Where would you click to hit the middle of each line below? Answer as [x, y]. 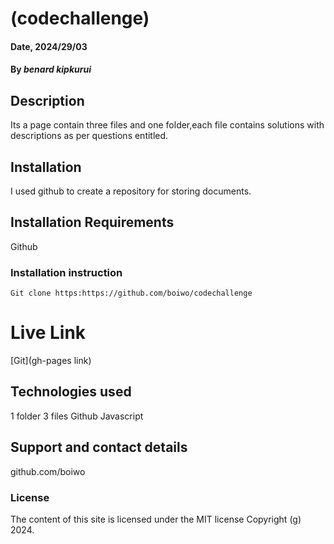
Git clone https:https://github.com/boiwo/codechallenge [131, 293]
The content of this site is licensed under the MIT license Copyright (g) [156, 519]
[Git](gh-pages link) [51, 361]
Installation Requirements [92, 222]
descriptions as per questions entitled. [89, 136]
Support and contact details [99, 447]
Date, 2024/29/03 [49, 46]
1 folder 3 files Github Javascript [77, 416]
